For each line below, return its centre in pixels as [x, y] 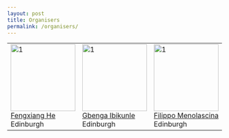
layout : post [26, 13]
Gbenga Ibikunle [109, 116]
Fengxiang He [33, 116]
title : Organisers [33, 20]
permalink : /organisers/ [43, 26]
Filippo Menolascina [187, 116]
